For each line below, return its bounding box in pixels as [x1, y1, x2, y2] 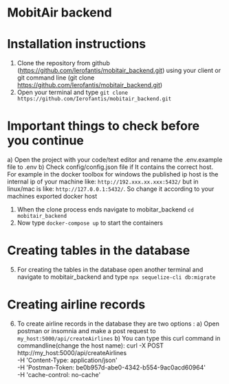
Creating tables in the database [7, 242, 190, 258]
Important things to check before [7, 118, 200, 134]
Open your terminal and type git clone [17, 88, 129, 97]
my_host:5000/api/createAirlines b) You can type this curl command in [17, 334, 221, 342]
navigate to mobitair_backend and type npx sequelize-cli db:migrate [17, 273, 216, 281]
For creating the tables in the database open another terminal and [17, 266, 204, 273]
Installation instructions [7, 36, 146, 52]
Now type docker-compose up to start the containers [17, 218, 164, 227]
